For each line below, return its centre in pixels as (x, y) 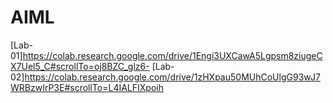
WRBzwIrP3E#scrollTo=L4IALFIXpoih (87, 87)
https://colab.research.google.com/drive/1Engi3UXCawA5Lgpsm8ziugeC (172, 55)
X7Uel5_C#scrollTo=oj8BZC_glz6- (80, 66)
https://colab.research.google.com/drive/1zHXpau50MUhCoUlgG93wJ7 (172, 77)
